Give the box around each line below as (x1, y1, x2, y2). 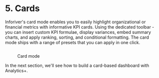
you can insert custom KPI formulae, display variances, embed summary (5, 29, 151, 35)
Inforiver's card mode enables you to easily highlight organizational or (5, 19, 146, 25)
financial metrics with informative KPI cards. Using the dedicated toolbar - (5, 24, 155, 30)
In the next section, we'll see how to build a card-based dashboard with (5, 62, 149, 68)
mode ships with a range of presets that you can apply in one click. (5, 39, 140, 45)
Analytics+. (5, 67, 28, 73)
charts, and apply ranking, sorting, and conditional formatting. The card (5, 34, 149, 40)
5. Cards (5, 3, 40, 14)
